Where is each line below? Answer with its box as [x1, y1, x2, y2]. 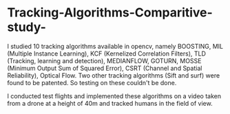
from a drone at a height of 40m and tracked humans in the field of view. [7, 99, 213, 107]
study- [7, 19, 47, 35]
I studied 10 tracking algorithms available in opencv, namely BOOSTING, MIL [7, 42, 224, 50]
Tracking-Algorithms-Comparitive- [7, 5, 213, 21]
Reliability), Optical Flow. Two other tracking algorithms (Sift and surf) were [7, 71, 220, 80]
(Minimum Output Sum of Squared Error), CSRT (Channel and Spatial [7, 64, 202, 72]
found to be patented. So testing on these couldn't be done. [7, 78, 177, 87]
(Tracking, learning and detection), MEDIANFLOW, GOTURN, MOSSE [7, 56, 202, 65]
